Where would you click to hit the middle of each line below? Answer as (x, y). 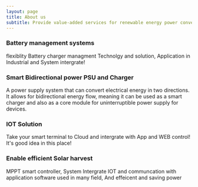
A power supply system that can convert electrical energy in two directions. (98, 90)
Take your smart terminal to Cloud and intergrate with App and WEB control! (98, 137)
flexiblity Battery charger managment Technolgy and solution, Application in (98, 56)
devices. (16, 109)
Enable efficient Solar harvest (49, 158)
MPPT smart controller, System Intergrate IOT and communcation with (91, 171)
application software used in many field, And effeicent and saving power (94, 178)
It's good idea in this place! (39, 143)
